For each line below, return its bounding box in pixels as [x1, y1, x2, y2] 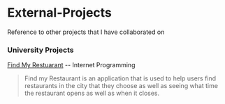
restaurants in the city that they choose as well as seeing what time [24, 82, 219, 90]
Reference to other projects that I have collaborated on [7, 28, 165, 36]
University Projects [7, 45, 74, 55]
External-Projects [7, 5, 112, 21]
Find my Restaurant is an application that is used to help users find [24, 74, 217, 83]
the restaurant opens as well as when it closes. [24, 89, 160, 98]
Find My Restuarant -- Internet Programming [7, 61, 136, 69]
